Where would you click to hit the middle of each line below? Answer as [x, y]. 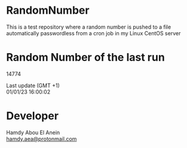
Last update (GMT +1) [33, 85]
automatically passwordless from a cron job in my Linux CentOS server [93, 33]
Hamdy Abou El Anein [33, 132]
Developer [32, 116]
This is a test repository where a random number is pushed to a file [89, 27]
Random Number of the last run [86, 58]
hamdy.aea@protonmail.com [42, 138]
